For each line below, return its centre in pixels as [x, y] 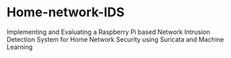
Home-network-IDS [66, 12]
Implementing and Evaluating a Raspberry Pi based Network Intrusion [108, 32]
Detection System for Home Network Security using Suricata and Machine [116, 39]
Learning [20, 47]
